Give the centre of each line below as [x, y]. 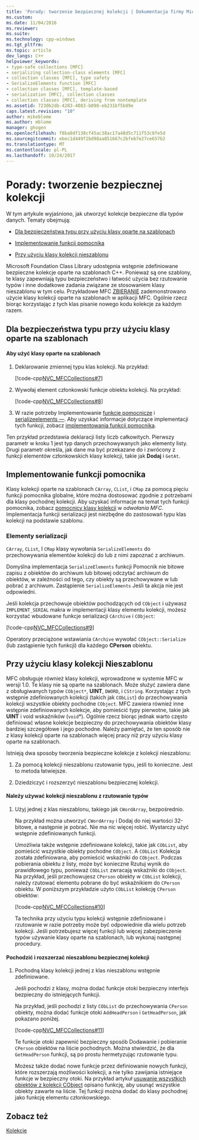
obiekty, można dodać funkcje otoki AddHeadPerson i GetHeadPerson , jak [100, 1013]
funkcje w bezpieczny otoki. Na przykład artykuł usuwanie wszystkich [100, 1079]
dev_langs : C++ [25, 56]
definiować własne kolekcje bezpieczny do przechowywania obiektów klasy [99, 722]
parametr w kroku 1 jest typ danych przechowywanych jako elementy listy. [97, 443]
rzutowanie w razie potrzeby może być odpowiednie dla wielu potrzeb [100, 925]
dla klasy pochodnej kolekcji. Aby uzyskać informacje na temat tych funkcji [98, 501]
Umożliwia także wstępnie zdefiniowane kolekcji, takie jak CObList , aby [101, 845]
